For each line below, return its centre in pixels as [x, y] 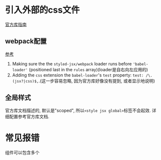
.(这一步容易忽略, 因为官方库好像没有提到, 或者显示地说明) [97, 80]
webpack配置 [26, 41]
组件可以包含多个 [22, 152]
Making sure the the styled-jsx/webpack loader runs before [72, 63]
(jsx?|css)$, [25, 81]
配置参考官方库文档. [29, 116]
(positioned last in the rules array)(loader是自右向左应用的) [88, 69]
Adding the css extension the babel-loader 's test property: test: [78, 75]
